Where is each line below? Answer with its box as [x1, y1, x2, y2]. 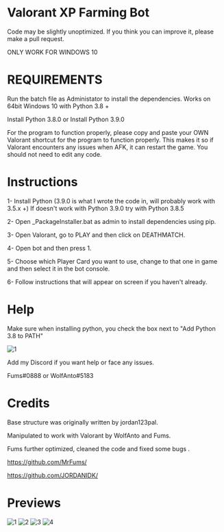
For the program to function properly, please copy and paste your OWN [7, 128, 209, 136]
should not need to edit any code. [7, 150, 102, 158]
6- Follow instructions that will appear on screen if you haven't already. [7, 277, 208, 286]
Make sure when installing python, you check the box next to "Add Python [7, 324, 216, 333]
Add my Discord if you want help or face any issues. [7, 358, 154, 366]
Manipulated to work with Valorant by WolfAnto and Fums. [7, 431, 171, 440]
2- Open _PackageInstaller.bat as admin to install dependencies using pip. [7, 217, 216, 225]
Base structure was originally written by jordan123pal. [7, 418, 159, 426]
